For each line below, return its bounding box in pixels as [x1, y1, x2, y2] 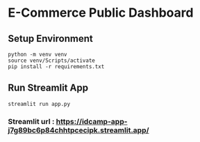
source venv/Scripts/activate [8, 57, 96, 64]
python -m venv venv [8, 51, 68, 58]
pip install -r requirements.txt [8, 63, 105, 70]
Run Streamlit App [8, 82, 89, 94]
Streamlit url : [8, 116, 55, 126]
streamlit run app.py [8, 100, 71, 107]
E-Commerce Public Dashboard [8, 5, 194, 21]
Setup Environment [8, 33, 93, 45]
